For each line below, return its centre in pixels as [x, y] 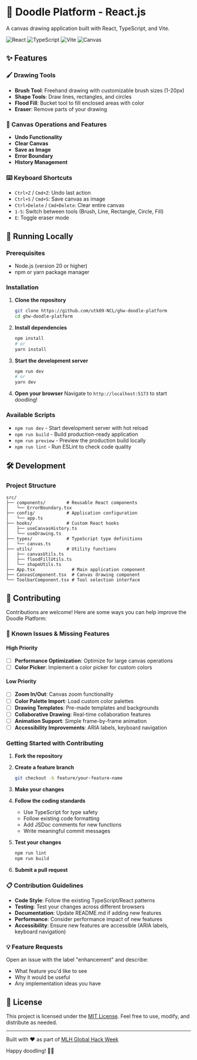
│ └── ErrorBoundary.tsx [39, 508]
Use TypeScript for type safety [60, 812]
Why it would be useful [42, 977]
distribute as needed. [32, 1022]
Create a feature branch [44, 768]
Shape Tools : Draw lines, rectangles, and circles [73, 96]
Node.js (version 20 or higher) [51, 266]
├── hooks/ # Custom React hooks [62, 524]
